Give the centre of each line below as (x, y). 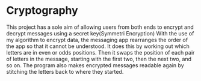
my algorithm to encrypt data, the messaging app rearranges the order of (97, 40)
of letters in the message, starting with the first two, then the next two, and (99, 59)
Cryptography (42, 10)
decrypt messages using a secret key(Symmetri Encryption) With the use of (100, 33)
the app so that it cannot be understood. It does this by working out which (98, 46)
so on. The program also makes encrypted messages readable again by (95, 65)
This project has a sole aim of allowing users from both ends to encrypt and (100, 27)
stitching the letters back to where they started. (65, 71)
